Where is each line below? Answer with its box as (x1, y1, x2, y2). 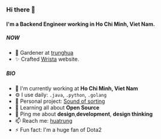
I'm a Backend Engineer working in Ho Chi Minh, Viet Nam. (6, 20, 155, 28)
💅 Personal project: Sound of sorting (14, 97, 105, 105)
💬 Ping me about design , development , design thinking (14, 111, 153, 118)
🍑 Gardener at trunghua (14, 49, 74, 57)
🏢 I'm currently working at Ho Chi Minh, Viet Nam (14, 85, 138, 92)
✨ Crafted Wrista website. (14, 55, 79, 63)
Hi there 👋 (6, 5, 36, 14)
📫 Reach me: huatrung (14, 117, 73, 125)
